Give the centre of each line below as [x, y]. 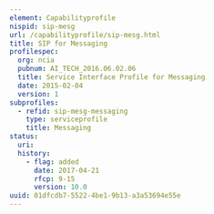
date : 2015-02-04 [51, 86]
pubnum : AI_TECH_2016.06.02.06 [77, 69]
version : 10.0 [61, 188]
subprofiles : [34, 102]
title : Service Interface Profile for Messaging [112, 77]
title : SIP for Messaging [58, 43]
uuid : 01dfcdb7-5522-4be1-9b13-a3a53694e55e [95, 196]
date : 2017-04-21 [66, 170]
